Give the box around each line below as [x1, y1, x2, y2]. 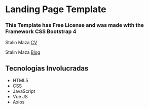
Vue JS [12, 94, 28, 100]
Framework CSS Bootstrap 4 [5, 28, 77, 35]
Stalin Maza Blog [5, 49, 41, 55]
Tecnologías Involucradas [5, 64, 89, 72]
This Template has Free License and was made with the [5, 22, 144, 29]
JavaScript [12, 88, 35, 94]
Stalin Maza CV [5, 40, 38, 46]
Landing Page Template [5, 4, 106, 15]
